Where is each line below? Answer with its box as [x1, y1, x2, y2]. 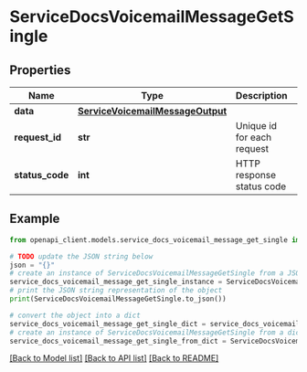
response [236, 169, 277, 181]
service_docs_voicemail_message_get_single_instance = [9, 277, 223, 287]
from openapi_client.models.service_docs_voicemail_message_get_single [9, 235, 288, 244]
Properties [9, 62, 71, 78]
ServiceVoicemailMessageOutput [77, 105, 228, 117]
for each [236, 131, 272, 143]
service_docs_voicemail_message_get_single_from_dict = [9, 336, 227, 345]
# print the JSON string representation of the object [9, 286, 223, 295]
